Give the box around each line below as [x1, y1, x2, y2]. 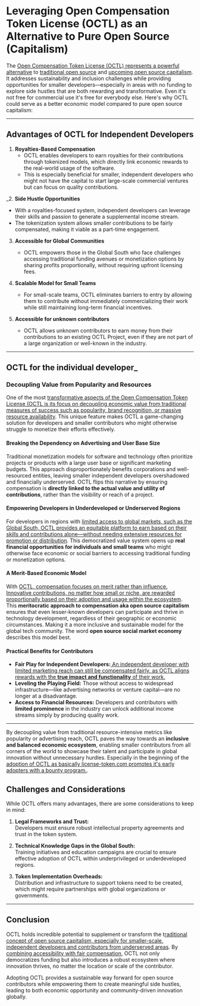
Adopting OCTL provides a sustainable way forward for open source [6, 974, 174, 981]
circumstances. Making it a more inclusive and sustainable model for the [6, 621, 184, 628]
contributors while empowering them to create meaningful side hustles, [6, 980, 182, 987]
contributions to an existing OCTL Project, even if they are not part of [23, 333, 193, 340]
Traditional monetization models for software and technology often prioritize [6, 452, 193, 460]
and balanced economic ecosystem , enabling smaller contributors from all [6, 741, 191, 748]
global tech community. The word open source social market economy [6, 628, 182, 635]
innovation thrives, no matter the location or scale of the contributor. [6, 962, 174, 970]
